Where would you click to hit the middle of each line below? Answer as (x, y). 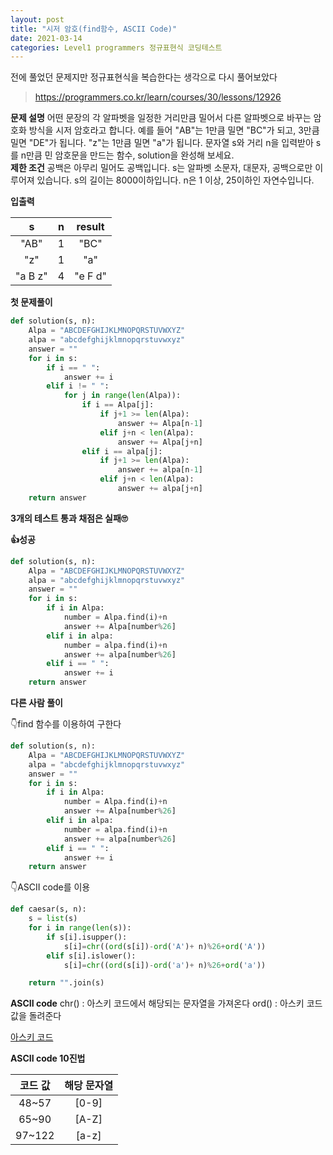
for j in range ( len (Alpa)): (122, 396)
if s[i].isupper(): (87, 937)
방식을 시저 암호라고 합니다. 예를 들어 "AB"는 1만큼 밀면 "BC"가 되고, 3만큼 (174, 130)
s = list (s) (53, 919)
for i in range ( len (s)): (80, 928)
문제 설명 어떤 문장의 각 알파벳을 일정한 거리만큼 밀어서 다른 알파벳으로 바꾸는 (161, 118)
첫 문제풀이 (31, 302)
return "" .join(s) (66, 983)
